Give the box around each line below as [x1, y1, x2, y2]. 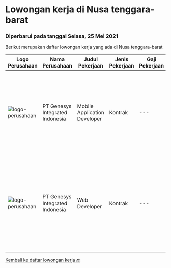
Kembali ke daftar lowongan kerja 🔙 [5, 257, 80, 263]
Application [77, 109, 104, 116]
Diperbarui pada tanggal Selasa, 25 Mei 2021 [5, 32, 119, 40]
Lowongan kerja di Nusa [5, 4, 109, 15]
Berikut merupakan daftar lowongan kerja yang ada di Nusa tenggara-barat [5, 44, 163, 50]
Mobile [77, 103, 94, 110]
